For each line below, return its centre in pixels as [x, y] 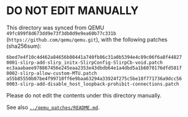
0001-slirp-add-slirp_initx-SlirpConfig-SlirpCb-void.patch [85, 62]
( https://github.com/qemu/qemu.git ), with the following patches [87, 39]
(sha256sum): [24, 46]
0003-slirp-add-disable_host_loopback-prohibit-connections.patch [93, 84]
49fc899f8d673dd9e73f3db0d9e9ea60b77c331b [61, 33]
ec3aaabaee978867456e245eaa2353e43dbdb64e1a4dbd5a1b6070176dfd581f [94, 68]
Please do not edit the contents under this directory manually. [84, 95]
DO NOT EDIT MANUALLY [73, 11]
